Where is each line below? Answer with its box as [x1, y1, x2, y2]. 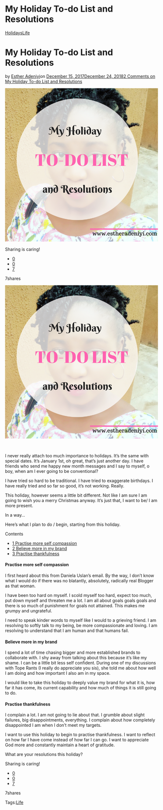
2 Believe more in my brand [12, 545, 67, 551]
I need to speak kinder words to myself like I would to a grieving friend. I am [5, 617, 157, 623]
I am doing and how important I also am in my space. [5, 670, 111, 676]
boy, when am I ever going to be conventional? [5, 468, 98, 474]
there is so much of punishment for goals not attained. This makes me [5, 603, 145, 609]
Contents [5, 531, 23, 537]
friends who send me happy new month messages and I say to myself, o [5, 463, 149, 469]
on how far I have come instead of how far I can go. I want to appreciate [5, 737, 149, 743]
